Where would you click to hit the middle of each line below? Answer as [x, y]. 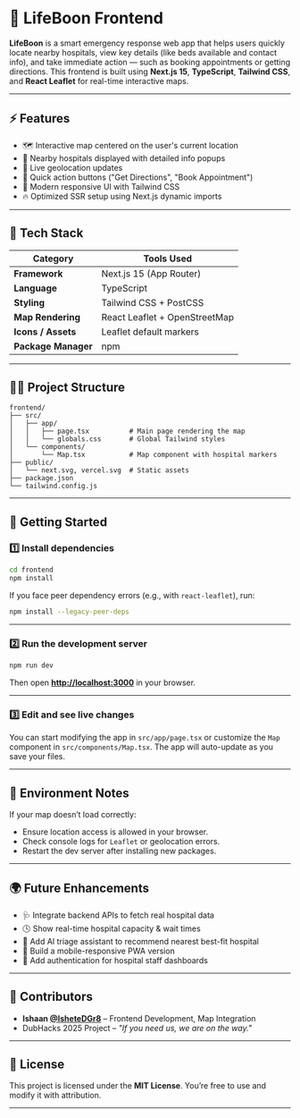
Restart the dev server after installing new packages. [119, 851]
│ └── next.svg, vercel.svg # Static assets [100, 470]
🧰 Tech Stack [46, 233]
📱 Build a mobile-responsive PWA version [99, 951]
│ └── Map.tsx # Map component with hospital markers [143, 455]
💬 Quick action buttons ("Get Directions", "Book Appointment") [137, 177]
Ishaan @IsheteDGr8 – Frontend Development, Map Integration [139, 1018]
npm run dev [31, 665]
